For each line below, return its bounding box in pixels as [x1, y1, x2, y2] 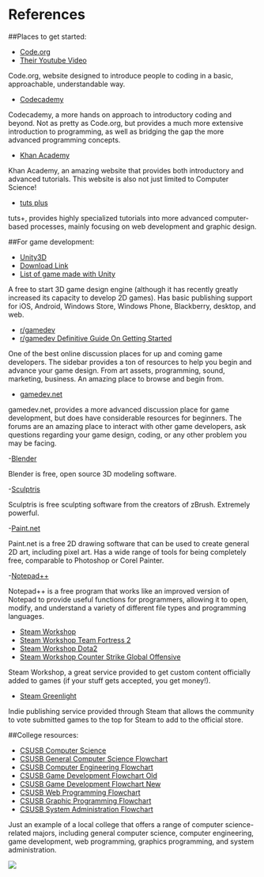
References [8, 6, 85, 24]
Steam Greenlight [19, 691, 77, 700]
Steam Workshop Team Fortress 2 [19, 635, 131, 644]
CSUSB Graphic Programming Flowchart [19, 795, 152, 805]
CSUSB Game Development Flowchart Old [19, 770, 158, 780]
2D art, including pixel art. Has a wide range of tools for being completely [8, 547, 247, 556]
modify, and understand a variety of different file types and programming [8, 603, 247, 613]
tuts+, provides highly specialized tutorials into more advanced [8, 213, 213, 222]
